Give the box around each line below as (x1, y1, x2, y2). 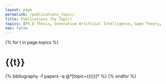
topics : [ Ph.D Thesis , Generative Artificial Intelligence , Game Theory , (5, 21, 162, 26)
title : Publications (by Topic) (5, 16, 72, 21)
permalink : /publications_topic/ (5, 12, 75, 17)
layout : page (5, 7, 32, 12)
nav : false (5, 26, 28, 31)
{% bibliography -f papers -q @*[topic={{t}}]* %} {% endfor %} (5, 73, 137, 80)
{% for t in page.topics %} (5, 39, 59, 45)
